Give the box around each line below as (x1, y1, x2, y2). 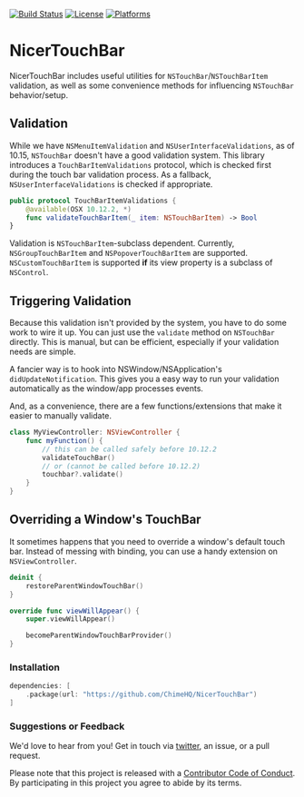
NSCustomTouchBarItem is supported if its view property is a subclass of (9, 257, 273, 268)
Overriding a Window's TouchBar (9, 512, 201, 527)
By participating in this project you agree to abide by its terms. (9, 777, 242, 789)
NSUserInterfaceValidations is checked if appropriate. (9, 178, 213, 190)
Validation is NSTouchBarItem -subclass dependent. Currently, (9, 238, 235, 249)
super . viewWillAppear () (25, 615, 116, 624)
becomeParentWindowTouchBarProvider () (25, 631, 172, 640)
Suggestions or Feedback (9, 720, 125, 733)
